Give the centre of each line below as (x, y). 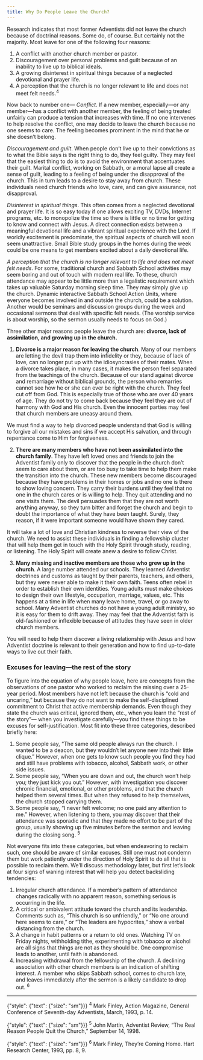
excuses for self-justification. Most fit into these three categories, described (101, 725)
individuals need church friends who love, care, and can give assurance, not (101, 187)
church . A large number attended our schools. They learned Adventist (103, 570)
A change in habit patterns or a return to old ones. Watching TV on (98, 935)
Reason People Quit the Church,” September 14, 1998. (73, 1031)
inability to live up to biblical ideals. (59, 66)
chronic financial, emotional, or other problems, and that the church (99, 788)
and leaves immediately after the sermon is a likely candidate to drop (101, 980)
